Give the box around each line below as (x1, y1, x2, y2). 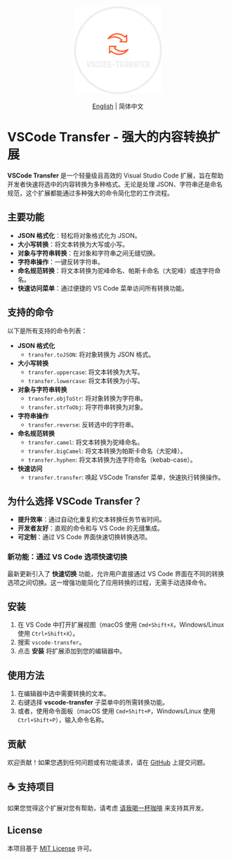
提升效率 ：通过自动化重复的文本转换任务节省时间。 (17, 515, 166, 524)
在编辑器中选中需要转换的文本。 (17, 689, 110, 698)
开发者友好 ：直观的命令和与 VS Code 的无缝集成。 (17, 524, 164, 533)
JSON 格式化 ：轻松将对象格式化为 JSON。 (17, 231, 142, 239)
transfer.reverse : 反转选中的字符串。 (27, 420, 138, 429)
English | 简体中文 (92, 102, 144, 110)
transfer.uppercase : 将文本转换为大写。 (27, 368, 144, 376)
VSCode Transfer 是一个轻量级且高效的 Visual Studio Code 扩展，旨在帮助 (7, 171, 224, 180)
